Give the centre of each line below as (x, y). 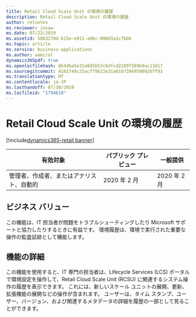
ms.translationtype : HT (35, 76)
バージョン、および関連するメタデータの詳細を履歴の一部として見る (103, 301)
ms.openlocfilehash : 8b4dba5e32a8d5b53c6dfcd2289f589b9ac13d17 (85, 66)
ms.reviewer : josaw (30, 28)
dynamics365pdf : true (32, 60)
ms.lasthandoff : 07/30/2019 (40, 88)
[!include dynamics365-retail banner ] (50, 140)
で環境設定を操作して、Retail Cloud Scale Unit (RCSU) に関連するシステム (95, 279)
